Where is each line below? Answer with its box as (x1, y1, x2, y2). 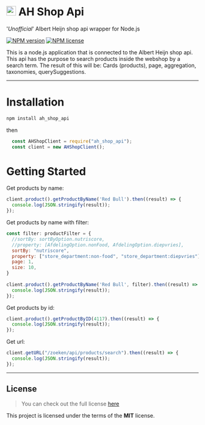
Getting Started (6, 164, 87, 178)
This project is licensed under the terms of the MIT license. (6, 412, 155, 419)
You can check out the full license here (21, 400, 120, 407)
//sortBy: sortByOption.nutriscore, (12, 236, 105, 242)
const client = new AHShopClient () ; (12, 144, 105, 150)
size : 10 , (12, 265, 37, 271)
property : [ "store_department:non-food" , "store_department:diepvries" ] (12, 253, 201, 259)
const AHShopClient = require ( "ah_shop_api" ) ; (12, 138, 132, 145)
